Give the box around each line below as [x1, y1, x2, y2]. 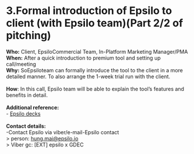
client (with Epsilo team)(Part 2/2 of [6, 16, 183, 30]
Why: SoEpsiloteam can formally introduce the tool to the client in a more [6, 66, 183, 73]
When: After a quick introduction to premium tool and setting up [6, 54, 161, 61]
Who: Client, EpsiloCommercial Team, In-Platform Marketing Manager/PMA [6, 48, 188, 55]
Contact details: [6, 123, 46, 129]
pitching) [6, 29, 52, 42]
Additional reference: [6, 104, 60, 111]
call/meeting [6, 60, 36, 68]
